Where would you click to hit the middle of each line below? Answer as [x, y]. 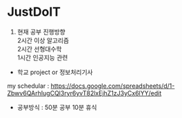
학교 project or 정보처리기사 [55, 72]
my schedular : [28, 86]
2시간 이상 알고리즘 [43, 40]
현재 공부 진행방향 [41, 32]
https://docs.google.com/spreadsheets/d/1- [113, 86]
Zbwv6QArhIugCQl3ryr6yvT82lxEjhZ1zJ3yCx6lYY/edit [84, 93]
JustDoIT [34, 12]
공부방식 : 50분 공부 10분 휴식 [57, 107]
